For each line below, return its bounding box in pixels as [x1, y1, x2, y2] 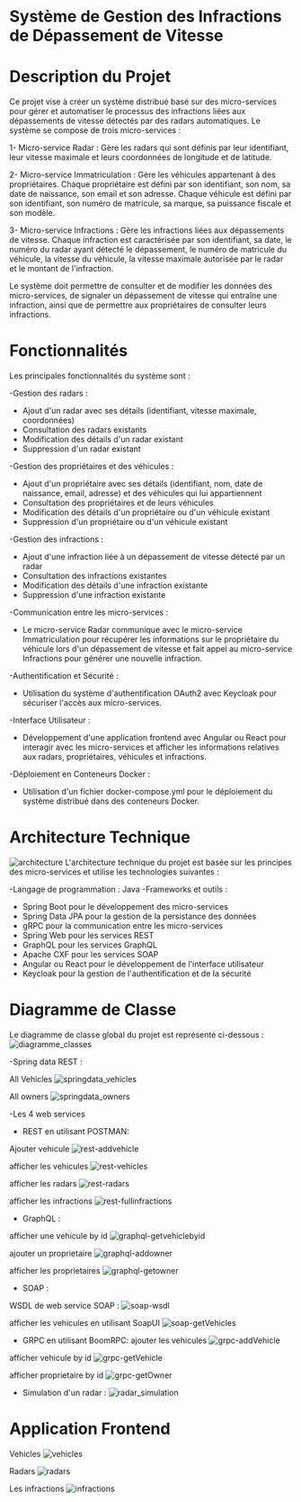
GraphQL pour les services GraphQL [22, 939, 157, 950]
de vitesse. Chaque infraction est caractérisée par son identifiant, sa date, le [9, 235, 292, 245]
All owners [9, 1090, 49, 1102]
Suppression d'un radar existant [22, 443, 141, 455]
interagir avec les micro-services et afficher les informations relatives [22, 742, 280, 752]
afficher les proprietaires [9, 1265, 101, 1275]
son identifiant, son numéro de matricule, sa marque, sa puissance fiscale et [9, 198, 292, 209]
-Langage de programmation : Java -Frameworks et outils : [9, 884, 227, 894]
